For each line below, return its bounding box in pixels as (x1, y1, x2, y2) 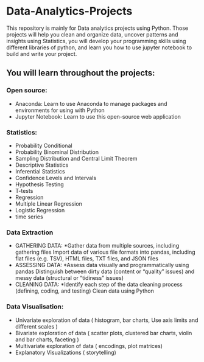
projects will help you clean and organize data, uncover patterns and (6, 30, 178, 38)
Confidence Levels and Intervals (15, 174, 96, 181)
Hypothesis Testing (15, 181, 64, 188)
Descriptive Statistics (15, 161, 69, 169)
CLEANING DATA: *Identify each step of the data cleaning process (15, 281, 183, 288)
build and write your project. (6, 50, 77, 57)
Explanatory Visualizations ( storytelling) (15, 349, 117, 356)
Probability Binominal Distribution (15, 148, 99, 156)
